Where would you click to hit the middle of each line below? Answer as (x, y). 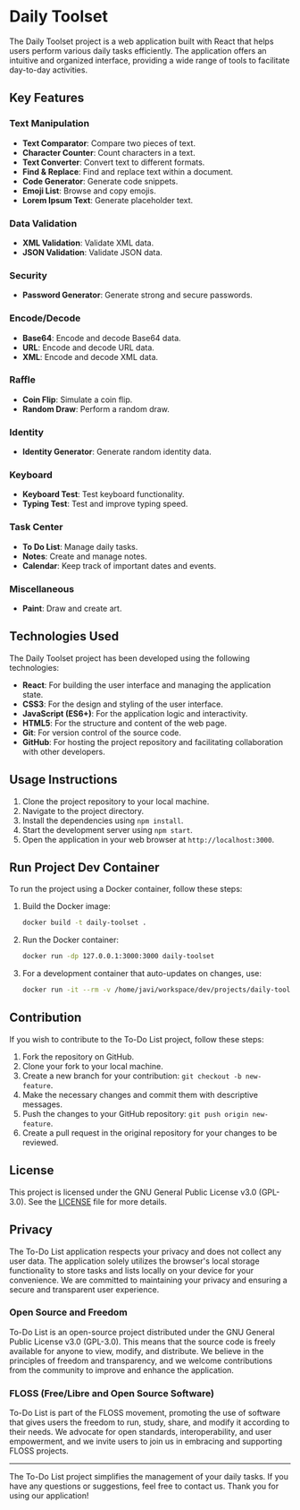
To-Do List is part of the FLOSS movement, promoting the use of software (145, 1413)
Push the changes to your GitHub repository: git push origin (135, 1113)
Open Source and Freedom (68, 1312)
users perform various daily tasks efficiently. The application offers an (138, 50)
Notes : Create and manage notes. (84, 556)
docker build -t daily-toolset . (84, 923)
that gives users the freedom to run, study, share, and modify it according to (150, 1422)
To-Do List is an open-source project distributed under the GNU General (142, 1332)
